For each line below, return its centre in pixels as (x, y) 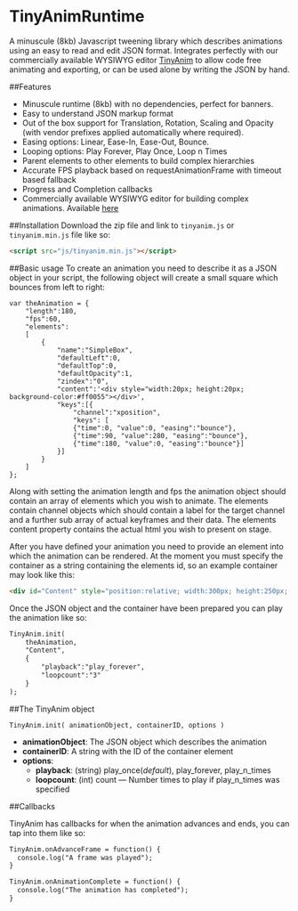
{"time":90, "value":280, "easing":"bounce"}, (161, 435)
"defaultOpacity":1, (95, 373)
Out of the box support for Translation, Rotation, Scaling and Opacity (148, 123)
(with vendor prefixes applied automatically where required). (133, 132)
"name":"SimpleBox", (95, 350)
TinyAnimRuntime (77, 16)
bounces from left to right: (57, 287)
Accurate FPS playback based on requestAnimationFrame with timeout (152, 170)
